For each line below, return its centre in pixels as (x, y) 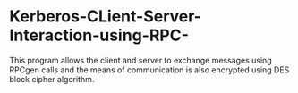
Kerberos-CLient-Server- (105, 17)
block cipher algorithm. (52, 79)
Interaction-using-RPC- (99, 35)
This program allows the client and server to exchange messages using (140, 60)
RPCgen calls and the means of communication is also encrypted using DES (149, 70)
